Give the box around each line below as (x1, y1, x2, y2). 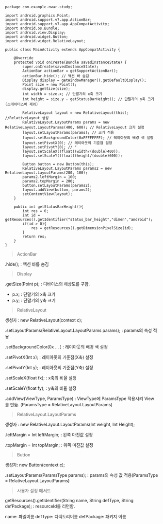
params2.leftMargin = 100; (22, 175, 77, 180)
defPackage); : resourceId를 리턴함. (5, 504, 75, 509)
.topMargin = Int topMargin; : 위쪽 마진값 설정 (5, 442, 94, 448)
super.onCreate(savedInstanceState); (22, 64, 98, 69)
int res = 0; (22, 209, 49, 214)
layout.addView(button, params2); (22, 187, 92, 192)
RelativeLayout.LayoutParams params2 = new (22, 166, 112, 171)
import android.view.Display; (5, 30, 66, 35)
